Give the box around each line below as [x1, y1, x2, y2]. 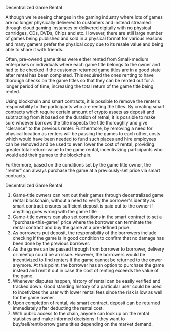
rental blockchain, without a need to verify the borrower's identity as [12, 197, 155, 203]
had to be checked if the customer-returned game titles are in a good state [5, 67, 161, 73]
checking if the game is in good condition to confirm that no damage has [12, 235, 164, 241]
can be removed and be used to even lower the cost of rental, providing [5, 141, 155, 147]
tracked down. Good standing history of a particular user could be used [12, 283, 162, 289]
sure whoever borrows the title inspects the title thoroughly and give [5, 120, 148, 126]
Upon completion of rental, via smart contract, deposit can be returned [12, 300, 160, 306]
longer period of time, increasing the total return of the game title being [5, 83, 154, 89]
